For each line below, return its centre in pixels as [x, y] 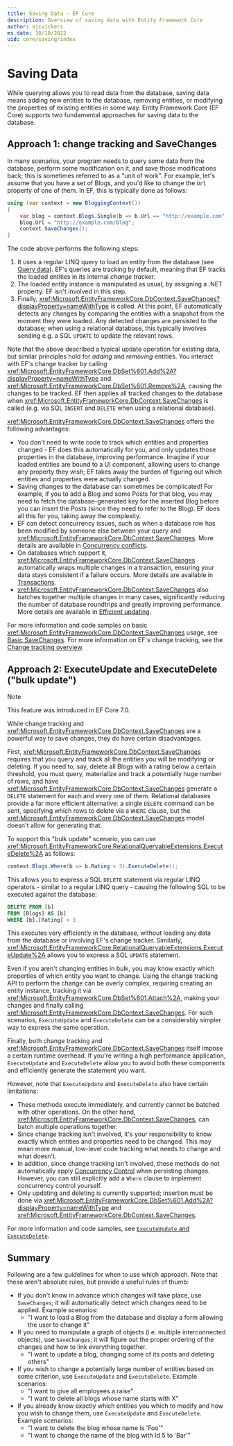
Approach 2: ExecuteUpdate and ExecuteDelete [112, 669]
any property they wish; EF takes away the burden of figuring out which [120, 472]
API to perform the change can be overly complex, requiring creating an [110, 983]
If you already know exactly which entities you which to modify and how [120, 1406]
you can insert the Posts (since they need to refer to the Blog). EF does [119, 509]
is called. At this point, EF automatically [166, 307]
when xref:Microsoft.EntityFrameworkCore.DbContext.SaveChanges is [108, 401]
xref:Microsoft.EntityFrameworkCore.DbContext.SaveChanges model [106, 818]
